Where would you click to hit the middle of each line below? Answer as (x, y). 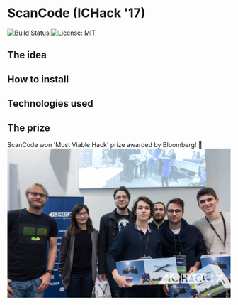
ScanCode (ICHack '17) (76, 13)
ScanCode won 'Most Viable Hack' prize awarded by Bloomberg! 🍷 (105, 144)
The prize (29, 128)
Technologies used (50, 103)
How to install (38, 79)
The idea (27, 55)
